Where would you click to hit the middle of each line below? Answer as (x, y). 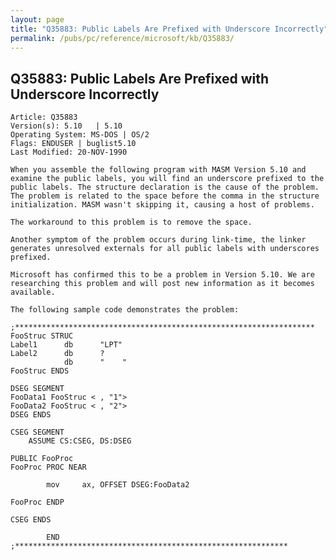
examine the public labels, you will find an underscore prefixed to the (167, 179)
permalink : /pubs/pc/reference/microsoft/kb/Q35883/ (122, 38)
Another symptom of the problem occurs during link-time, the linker (158, 240)
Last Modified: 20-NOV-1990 (69, 152)
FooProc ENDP (37, 502)
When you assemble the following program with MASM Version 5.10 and (158, 170)
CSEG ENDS (31, 520)
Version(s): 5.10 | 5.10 (66, 126)
